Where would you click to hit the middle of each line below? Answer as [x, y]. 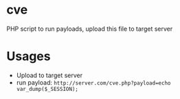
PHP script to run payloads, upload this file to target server [90, 29]
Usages [29, 56]
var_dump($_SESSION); [47, 89]
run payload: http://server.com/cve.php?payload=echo [93, 82]
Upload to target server [49, 75]
